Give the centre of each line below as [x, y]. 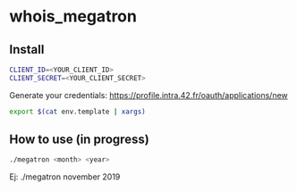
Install [27, 50]
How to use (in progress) [79, 140]
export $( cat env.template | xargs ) [77, 112]
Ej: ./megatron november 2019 [65, 177]
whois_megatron [73, 17]
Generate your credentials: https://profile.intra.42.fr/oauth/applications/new [148, 95]
